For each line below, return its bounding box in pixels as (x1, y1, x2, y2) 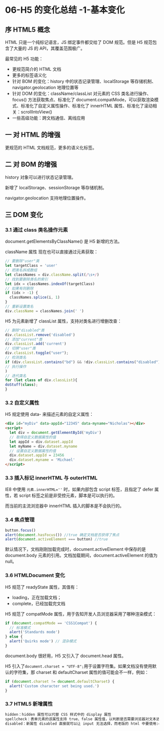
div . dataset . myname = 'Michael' (9, 457, 76, 462)
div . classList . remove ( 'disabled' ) (5, 332, 76, 337)
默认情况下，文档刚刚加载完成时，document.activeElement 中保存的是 (5, 546, 146, 552)
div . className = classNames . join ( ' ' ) (5, 308, 84, 313)
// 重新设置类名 (5, 304, 34, 309)
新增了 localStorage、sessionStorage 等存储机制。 (5, 184, 107, 191)
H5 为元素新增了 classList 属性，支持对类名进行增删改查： (5, 318, 122, 324)
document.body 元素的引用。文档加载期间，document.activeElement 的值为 (5, 553, 158, 559)
